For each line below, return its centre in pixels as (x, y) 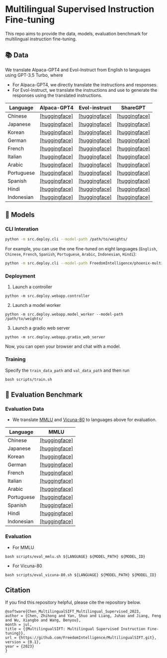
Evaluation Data (25, 409)
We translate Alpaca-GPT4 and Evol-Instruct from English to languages (78, 70)
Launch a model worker (37, 305)
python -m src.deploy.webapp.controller (48, 296)
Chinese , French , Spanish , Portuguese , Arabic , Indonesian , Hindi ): (71, 254)
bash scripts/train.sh (29, 379)
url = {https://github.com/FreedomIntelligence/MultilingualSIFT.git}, (81, 638)
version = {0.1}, (23, 642)
